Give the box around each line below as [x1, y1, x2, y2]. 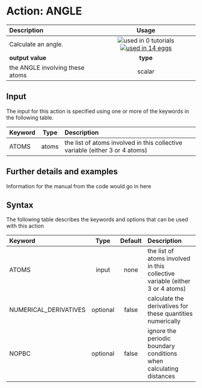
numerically [147, 317, 181, 325]
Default [120, 237, 142, 245]
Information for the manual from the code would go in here [6, 182, 151, 189]
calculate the [147, 294, 185, 303]
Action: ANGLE [6, 4, 82, 18]
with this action [6, 222, 44, 230]
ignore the [147, 327, 177, 336]
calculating [147, 364, 179, 373]
